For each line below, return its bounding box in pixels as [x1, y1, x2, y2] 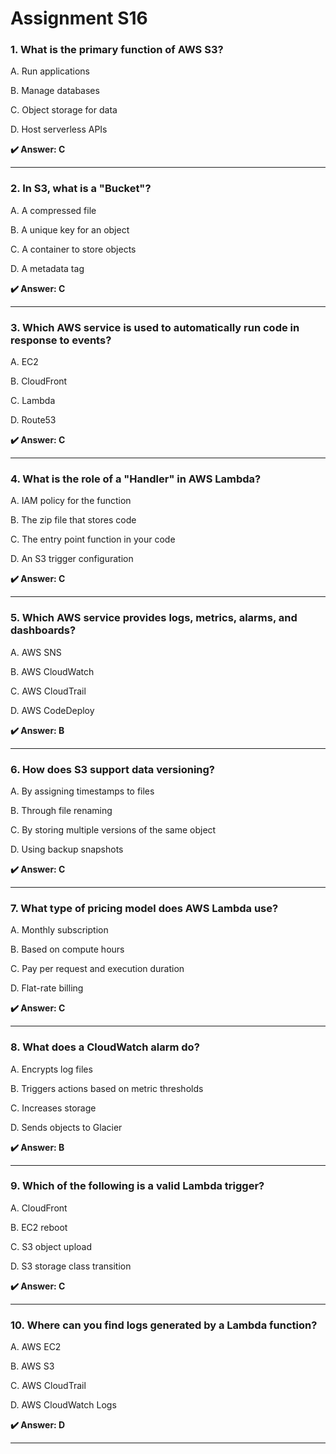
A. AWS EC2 [10, 1341, 62, 1353]
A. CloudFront [10, 1202, 68, 1214]
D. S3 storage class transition [10, 1260, 132, 1272]
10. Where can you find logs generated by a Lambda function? [10, 1318, 318, 1332]
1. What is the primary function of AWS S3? [10, 43, 224, 57]
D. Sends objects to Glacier [10, 1121, 123, 1133]
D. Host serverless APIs [10, 123, 108, 136]
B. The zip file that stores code [10, 514, 137, 526]
